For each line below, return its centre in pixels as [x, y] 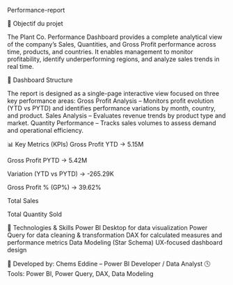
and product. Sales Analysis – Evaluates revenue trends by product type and [116, 115]
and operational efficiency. [45, 130]
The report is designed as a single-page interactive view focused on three [113, 93]
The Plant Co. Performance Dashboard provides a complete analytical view [115, 37]
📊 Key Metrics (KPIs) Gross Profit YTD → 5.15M [75, 144]
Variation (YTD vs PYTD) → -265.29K [61, 174]
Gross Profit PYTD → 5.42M [47, 160]
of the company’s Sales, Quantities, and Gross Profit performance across [112, 44]
